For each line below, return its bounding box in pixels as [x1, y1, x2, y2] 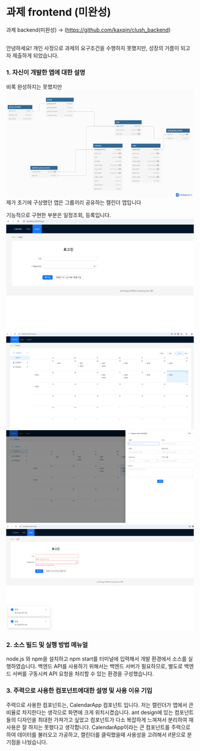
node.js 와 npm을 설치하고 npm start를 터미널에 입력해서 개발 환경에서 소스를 [6, 655, 187, 662]
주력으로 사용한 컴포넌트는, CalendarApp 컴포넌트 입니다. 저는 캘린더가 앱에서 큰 [6, 701, 193, 708]
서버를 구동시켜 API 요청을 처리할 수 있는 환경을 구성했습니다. [12, 670, 154, 677]
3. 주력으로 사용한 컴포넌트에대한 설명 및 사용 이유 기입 [6, 687, 153, 695]
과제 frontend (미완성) [6, 5, 111, 19]
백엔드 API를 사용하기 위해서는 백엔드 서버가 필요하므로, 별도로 [37, 663, 183, 670]
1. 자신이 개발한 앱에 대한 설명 [6, 68, 85, 77]
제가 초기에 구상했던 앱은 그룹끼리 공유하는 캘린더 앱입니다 [6, 199, 142, 206]
